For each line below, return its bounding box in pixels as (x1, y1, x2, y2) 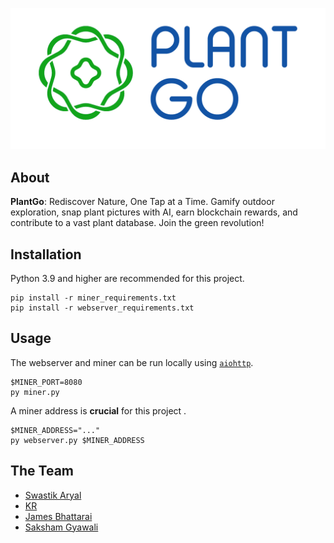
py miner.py (10, 387, 60, 397)
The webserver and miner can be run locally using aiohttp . (10, 356, 254, 368)
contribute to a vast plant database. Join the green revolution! (10, 217, 265, 229)
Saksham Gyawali (24, 521, 99, 533)
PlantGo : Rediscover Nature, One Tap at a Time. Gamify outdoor (10, 196, 275, 208)
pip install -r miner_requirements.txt (10, 293, 177, 303)
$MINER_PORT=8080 (10, 377, 83, 387)
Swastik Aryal (24, 489, 82, 501)
